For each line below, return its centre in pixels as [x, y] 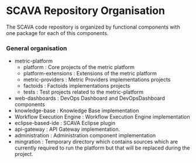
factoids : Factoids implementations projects [77, 86]
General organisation [37, 48]
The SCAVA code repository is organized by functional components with [93, 27]
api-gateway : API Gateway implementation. [67, 129]
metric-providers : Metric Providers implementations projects [97, 79]
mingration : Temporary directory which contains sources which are [96, 142]
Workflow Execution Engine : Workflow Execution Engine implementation [102, 117]
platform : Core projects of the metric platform [79, 67]
